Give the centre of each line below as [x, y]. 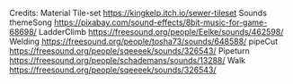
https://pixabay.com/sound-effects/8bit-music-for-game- [160, 22]
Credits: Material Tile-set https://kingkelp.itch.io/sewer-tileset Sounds [138, 13]
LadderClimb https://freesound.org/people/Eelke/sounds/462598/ [161, 32]
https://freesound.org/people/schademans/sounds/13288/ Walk [128, 60]
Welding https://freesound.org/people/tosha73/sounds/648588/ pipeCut [144, 41]
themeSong [31, 22]
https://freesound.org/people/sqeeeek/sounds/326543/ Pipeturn [129, 51]
